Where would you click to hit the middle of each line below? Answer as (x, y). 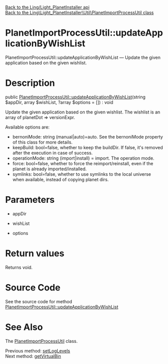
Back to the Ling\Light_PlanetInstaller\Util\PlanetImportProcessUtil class (79, 13)
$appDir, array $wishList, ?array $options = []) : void (59, 102)
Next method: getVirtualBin (33, 356)
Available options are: (28, 127)
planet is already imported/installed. (49, 169)
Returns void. (19, 267)
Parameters (30, 200)
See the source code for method (39, 301)
